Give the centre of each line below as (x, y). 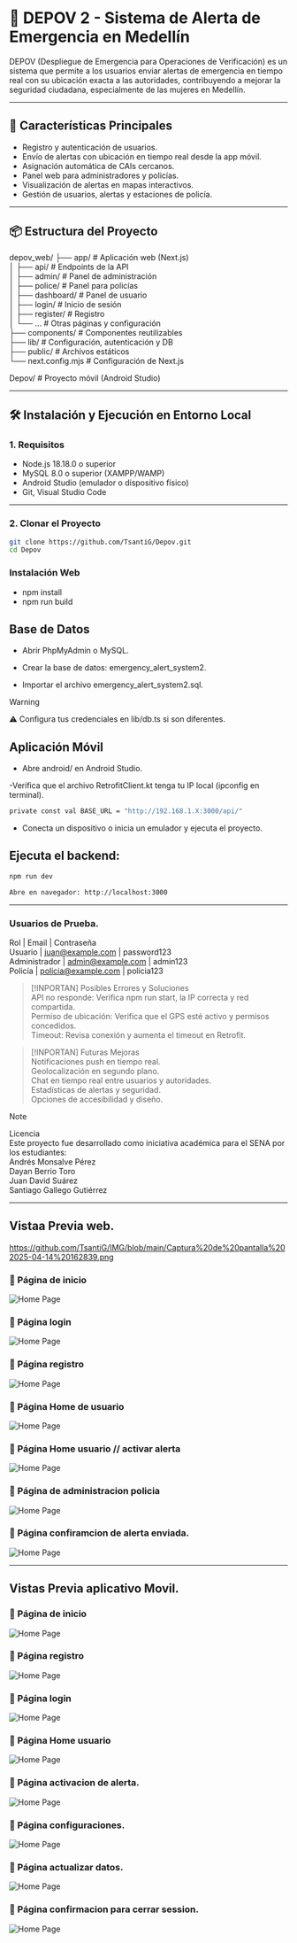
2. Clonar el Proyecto (55, 523)
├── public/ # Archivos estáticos (69, 351)
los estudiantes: (38, 1152)
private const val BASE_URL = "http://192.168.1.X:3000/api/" (126, 811)
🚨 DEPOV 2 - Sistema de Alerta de (135, 18)
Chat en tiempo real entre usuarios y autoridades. (121, 1080)
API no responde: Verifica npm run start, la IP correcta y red (140, 997)
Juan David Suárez (43, 1181)
